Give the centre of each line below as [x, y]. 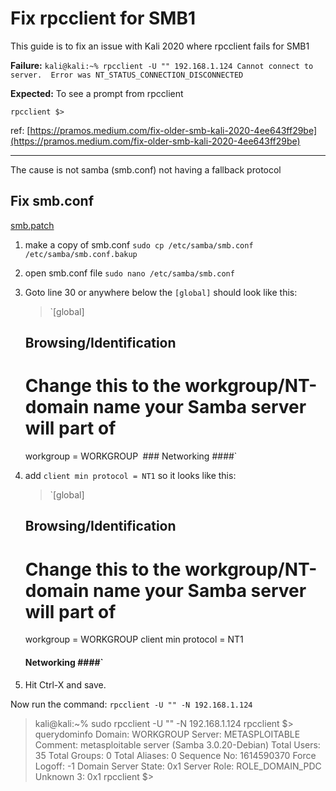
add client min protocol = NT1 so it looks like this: [130, 476]
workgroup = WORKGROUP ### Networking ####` [131, 456]
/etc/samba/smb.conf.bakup [81, 254]
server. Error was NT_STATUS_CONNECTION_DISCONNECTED [127, 75]
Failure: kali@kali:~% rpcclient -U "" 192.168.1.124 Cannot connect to [162, 65]
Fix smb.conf [52, 201]
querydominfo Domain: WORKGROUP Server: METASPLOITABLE [167, 734]
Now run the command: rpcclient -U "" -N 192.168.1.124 [131, 704]
